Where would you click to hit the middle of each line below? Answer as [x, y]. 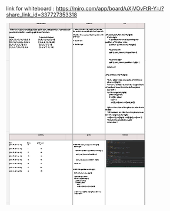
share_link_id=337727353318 [42, 15]
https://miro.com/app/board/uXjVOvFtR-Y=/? [110, 9]
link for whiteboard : [30, 9]
